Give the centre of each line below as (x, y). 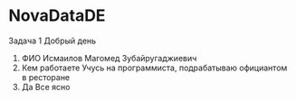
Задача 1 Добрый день (53, 41)
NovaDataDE (57, 16)
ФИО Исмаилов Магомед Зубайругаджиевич (109, 58)
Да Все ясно (46, 87)
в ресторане (46, 77)
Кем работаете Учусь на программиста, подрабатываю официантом (154, 68)
